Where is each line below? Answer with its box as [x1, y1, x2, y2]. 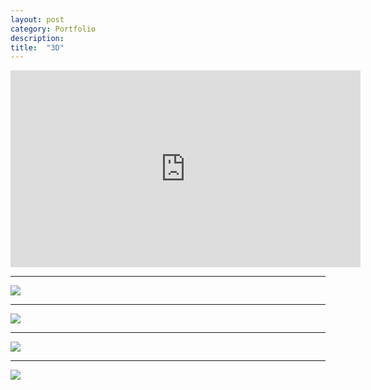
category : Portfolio [10, 24, 97, 34]
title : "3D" [10, 42, 65, 53]
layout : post [10, 14, 65, 25]
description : [10, 33, 65, 43]
